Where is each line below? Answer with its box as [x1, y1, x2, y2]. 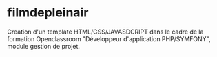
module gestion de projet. [7, 42, 81, 50]
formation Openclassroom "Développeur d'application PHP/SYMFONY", [7, 34, 211, 43]
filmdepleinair [7, 5, 89, 21]
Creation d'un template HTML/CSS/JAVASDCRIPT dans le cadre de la [7, 27, 204, 36]
